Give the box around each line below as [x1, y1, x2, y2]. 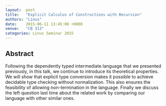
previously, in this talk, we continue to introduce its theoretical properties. [5, 68, 159, 74]
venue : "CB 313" [5, 26, 44, 31]
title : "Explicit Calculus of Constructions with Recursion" [5, 12, 142, 17]
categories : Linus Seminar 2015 [5, 31, 74, 36]
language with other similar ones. [5, 95, 75, 101]
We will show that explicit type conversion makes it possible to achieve [5, 74, 154, 80]
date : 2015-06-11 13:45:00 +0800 [5, 21, 83, 27]
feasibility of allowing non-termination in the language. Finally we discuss [5, 84, 159, 90]
